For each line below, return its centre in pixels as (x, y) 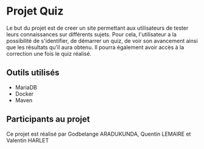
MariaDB (26, 87)
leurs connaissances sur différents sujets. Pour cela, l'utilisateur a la (91, 34)
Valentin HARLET (28, 140)
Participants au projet (48, 119)
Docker (24, 94)
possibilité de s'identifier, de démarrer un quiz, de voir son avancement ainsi (102, 41)
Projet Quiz (35, 11)
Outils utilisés (33, 73)
